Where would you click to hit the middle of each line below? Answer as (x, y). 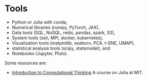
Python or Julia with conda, (39, 22)
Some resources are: (26, 63)
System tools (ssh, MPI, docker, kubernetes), (57, 38)
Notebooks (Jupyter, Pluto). (40, 53)
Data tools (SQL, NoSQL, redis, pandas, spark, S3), (63, 32)
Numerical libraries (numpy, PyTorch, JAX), (55, 27)
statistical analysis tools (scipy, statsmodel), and (61, 48)
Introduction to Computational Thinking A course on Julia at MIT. (77, 72)
